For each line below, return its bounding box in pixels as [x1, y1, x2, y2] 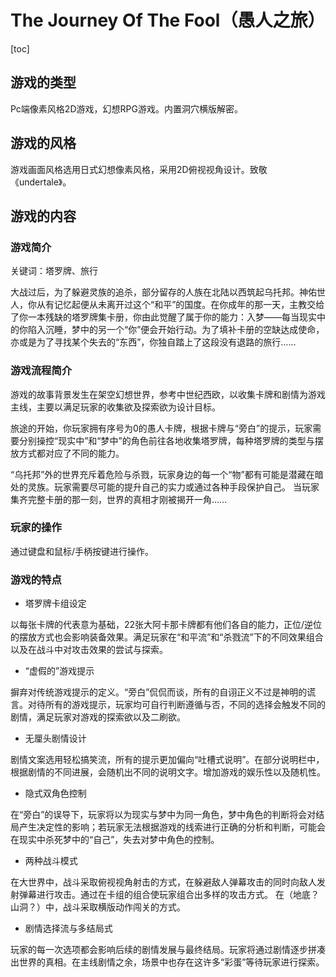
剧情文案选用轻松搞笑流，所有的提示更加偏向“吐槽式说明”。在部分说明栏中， [10, 754, 325, 766]
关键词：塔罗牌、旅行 [10, 265, 98, 277]
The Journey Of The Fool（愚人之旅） [10, 9, 326, 32]
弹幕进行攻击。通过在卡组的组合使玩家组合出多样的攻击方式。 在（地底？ [18, 889, 320, 901]
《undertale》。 [10, 176, 72, 188]
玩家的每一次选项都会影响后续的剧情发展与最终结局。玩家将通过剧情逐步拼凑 [10, 944, 326, 956]
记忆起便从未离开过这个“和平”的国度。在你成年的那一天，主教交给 [53, 299, 325, 311]
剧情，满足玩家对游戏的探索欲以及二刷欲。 [10, 711, 186, 723]
